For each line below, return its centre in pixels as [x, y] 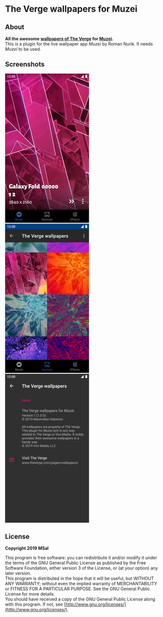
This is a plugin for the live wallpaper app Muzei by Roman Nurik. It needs [79, 44]
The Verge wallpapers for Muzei [71, 9]
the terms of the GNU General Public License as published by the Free [76, 563]
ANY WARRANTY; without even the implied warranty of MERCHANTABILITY [81, 584]
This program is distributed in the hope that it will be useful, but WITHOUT [80, 578]
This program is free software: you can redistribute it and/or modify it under [81, 558]
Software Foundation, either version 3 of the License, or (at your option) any [81, 568]
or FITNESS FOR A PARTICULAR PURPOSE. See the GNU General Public [78, 589]
